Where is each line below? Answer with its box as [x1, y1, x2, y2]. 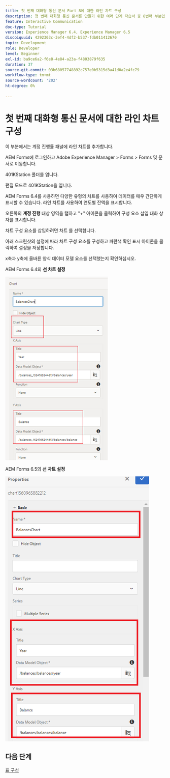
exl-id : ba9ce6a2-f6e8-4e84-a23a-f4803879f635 [5, 56, 106, 62]
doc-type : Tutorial [5, 24, 47, 30]
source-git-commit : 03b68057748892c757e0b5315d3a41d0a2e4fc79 [5, 67, 140, 72]
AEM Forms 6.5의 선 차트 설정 [5, 466, 65, 472]
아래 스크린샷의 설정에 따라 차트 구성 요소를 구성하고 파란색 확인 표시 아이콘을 [5, 238, 158, 244]
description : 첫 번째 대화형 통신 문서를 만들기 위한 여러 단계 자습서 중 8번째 [5, 13, 153, 19]
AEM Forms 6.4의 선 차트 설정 [5, 266, 65, 272]
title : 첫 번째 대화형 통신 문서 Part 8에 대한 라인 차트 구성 [5, 8, 122, 13]
